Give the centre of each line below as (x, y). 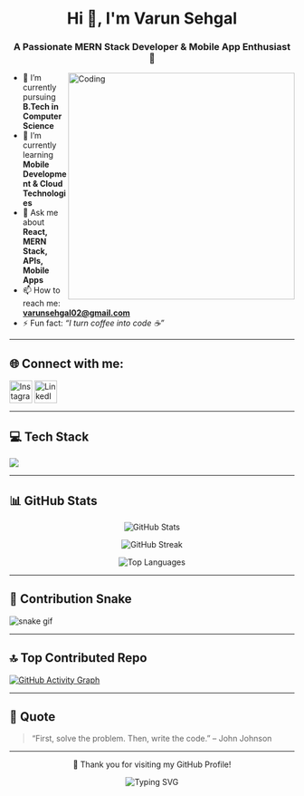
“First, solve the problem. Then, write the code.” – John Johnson (152, 739)
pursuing (39, 97)
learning (38, 155)
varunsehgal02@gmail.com (76, 313)
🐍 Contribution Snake (71, 599)
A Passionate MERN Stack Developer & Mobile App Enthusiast (152, 47)
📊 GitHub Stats (53, 501)
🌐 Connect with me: (66, 363)
